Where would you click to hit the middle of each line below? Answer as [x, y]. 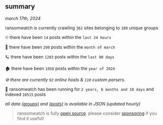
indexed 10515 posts [26, 94]
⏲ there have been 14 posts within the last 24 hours [58, 37]
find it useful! [30, 118]
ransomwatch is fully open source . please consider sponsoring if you [87, 113]
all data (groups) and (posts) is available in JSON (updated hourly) [73, 104]
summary [20, 7]
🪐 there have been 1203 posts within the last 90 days [60, 57]
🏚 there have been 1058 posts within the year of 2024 [60, 68]
